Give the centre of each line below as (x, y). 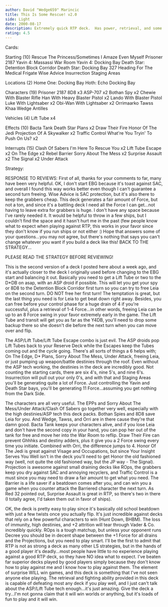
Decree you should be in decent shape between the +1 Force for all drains (81, 535)
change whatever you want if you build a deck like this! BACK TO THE (77, 242)
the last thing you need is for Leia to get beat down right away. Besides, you (83, 299)
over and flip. (19, 331)
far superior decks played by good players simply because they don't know (83, 562)
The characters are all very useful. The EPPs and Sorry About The (73, 403)
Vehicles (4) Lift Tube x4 (30, 118)
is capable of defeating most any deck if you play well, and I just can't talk (81, 583)
